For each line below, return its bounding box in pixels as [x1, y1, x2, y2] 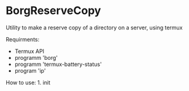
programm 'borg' [14, 54, 58, 61]
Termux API [14, 47, 44, 55]
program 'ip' [14, 67, 46, 74]
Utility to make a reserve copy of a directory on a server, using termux [6, 24, 183, 31]
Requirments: [6, 35, 40, 43]
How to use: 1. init [6, 79, 50, 86]
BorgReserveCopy [6, 4, 101, 18]
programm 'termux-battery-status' [14, 60, 102, 68]
